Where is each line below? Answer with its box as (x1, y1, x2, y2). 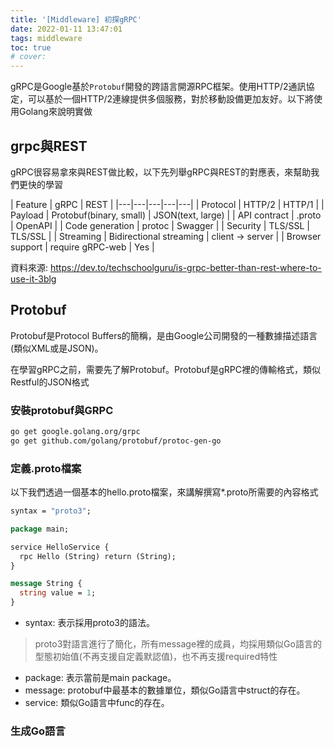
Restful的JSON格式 (10, 376, 90, 388)
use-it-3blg (10, 272, 57, 285)
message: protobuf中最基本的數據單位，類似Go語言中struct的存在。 (24, 684, 306, 696)
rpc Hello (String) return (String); (19, 551, 177, 561)
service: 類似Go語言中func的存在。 (24, 697, 170, 709)
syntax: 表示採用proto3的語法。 (24, 617, 155, 629)
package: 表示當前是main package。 (24, 672, 177, 684)
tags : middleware (10, 33, 83, 43)
